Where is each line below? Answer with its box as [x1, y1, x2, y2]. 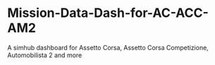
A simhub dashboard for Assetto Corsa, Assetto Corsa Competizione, [7, 43, 209, 52]
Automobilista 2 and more [7, 51, 82, 59]
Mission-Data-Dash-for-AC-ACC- [7, 5, 209, 21]
